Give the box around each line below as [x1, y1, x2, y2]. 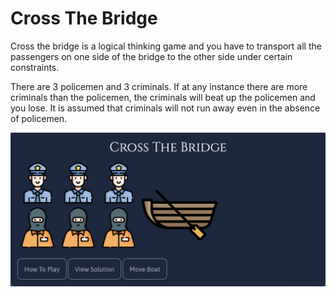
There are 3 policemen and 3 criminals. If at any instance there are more [10, 80, 308, 92]
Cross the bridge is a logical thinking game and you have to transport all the [10, 40, 322, 52]
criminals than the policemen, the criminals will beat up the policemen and [10, 91, 316, 103]
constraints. [10, 61, 60, 73]
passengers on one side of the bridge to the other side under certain [10, 50, 293, 62]
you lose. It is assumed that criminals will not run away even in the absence [10, 102, 321, 114]
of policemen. [10, 112, 68, 124]
